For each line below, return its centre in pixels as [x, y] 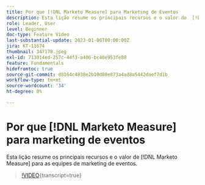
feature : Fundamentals [35, 63]
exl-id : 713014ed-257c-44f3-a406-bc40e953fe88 [67, 57]
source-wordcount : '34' [37, 86]
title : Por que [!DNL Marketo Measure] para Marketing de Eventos [92, 12]
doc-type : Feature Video [38, 35]
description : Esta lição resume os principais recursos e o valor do [97, 18]
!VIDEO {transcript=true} [52, 175]
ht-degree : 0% [24, 92]
